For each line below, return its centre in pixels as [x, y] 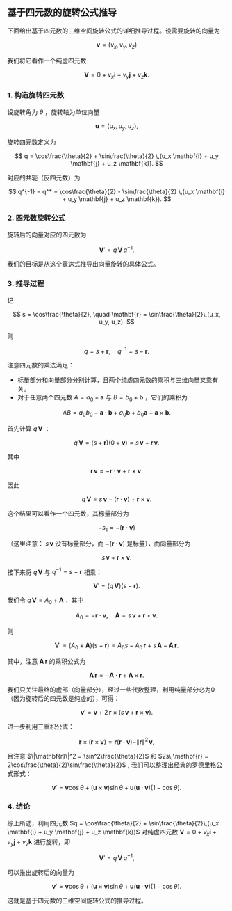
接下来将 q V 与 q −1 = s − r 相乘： [55, 571]
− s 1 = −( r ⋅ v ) [117, 528]
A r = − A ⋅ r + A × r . [117, 675]
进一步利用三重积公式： [41, 727]
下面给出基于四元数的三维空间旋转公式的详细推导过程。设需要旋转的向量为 [114, 31]
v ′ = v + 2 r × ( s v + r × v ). [117, 712]
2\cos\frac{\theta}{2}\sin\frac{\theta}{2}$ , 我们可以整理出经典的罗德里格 [112, 765]
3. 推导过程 [26, 284]
